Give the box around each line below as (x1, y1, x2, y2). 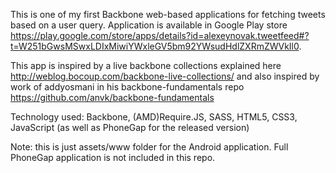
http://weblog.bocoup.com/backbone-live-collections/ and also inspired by (10, 70, 320, 82)
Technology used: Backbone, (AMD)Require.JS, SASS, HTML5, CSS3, (10, 111, 298, 123)
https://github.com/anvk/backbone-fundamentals (10, 92, 215, 103)
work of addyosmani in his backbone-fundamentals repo (10, 81, 245, 93)
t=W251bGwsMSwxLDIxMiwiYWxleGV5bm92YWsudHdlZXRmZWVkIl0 (10, 40, 300, 52)
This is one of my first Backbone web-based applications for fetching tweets (10, 9, 326, 20)
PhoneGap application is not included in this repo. (10, 152, 216, 163)
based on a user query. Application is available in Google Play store (10, 19, 288, 31)
